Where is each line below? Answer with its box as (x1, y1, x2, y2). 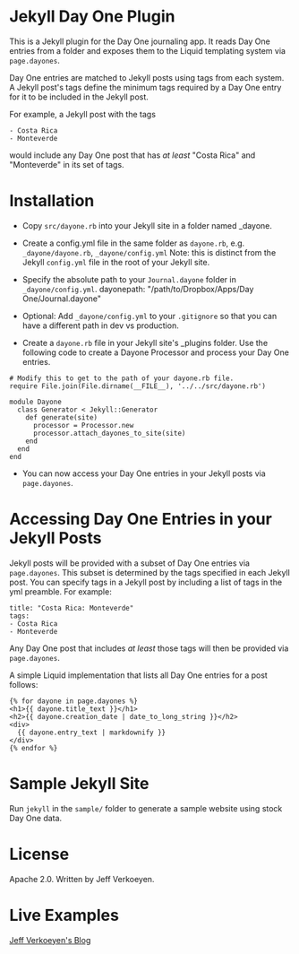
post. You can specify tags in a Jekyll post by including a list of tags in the (9, 577, 283, 587)
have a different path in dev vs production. (21, 320, 179, 331)
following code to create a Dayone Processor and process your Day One (21, 347, 289, 358)
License (9, 844, 70, 864)
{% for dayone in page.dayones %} (9, 697, 139, 706)
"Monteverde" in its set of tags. (9, 159, 124, 169)
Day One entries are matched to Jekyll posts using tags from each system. (9, 72, 285, 82)
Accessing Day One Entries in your (9, 509, 273, 530)
